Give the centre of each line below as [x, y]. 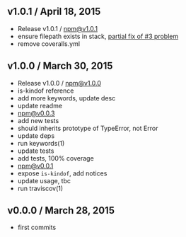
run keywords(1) [41, 143]
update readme [40, 105]
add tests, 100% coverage [56, 158]
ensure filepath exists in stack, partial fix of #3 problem [98, 36]
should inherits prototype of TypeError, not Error [88, 128]
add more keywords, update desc [66, 98]
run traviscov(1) [40, 188]
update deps [36, 135]
